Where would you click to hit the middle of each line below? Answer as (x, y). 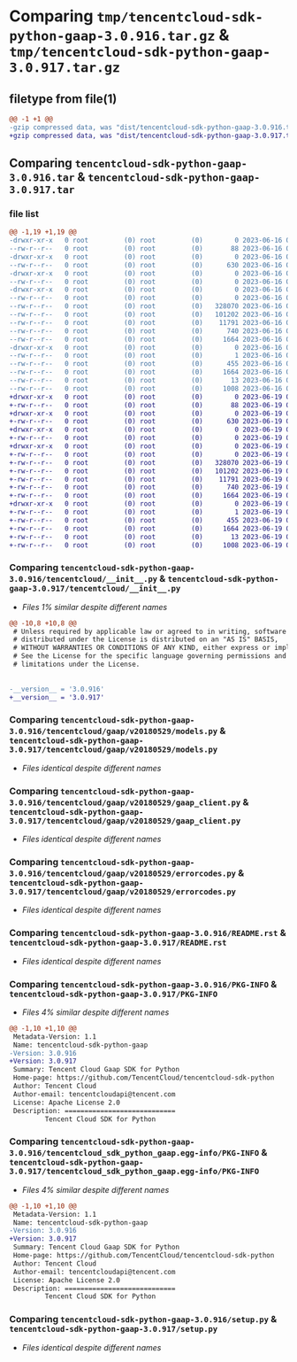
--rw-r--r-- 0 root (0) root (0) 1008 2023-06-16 (146, 388)
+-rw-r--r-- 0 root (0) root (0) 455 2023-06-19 (146, 520)
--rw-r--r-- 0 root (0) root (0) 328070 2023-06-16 (146, 306)
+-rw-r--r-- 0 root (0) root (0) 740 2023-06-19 (146, 488)
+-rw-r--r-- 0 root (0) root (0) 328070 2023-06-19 (146, 462)
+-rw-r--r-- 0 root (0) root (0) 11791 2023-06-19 (146, 479)
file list (24, 213)
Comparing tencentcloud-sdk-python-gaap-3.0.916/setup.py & (143, 1319)
